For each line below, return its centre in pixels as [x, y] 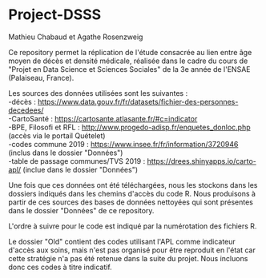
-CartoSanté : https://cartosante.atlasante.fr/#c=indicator [103, 118]
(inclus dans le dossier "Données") [66, 153]
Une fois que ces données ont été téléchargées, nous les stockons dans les [133, 185]
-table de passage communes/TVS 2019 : [77, 161]
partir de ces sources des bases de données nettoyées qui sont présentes [131, 202]
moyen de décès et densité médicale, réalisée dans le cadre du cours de [128, 61]
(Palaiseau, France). [41, 77]
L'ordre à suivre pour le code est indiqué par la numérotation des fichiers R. [133, 226]
